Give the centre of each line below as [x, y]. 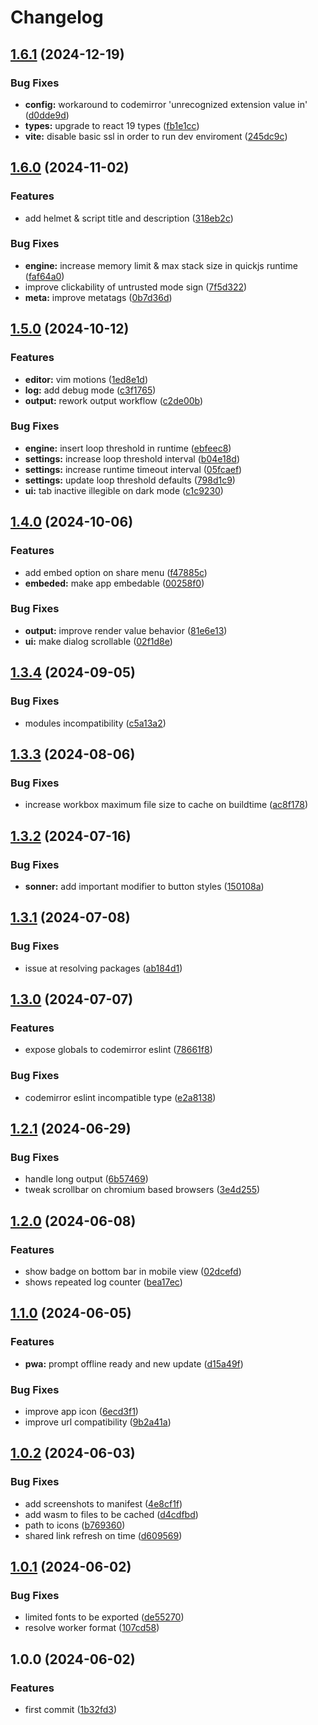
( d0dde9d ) [47, 115]
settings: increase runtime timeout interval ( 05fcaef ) [133, 469]
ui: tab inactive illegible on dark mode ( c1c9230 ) [124, 490]
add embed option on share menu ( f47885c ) [116, 572]
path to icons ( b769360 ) [75, 1525]
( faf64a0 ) [44, 276]
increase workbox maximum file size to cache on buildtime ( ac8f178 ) [166, 805]
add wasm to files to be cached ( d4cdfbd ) [111, 1514]
